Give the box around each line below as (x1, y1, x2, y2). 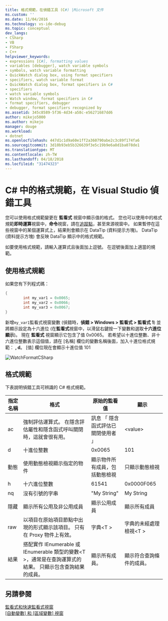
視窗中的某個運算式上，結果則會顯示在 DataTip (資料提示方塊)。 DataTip (9, 227, 158, 233)
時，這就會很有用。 (23, 434, 68, 441)
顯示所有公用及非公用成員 (23, 503, 83, 510)
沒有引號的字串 (23, 490, 58, 497)
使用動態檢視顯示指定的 (23, 460, 78, 467)
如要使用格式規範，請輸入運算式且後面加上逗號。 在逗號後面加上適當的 (5, 244, 151, 250)
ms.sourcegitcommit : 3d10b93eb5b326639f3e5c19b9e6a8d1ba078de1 (5, 143, 140, 148)
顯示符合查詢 (124, 552, 155, 559)
